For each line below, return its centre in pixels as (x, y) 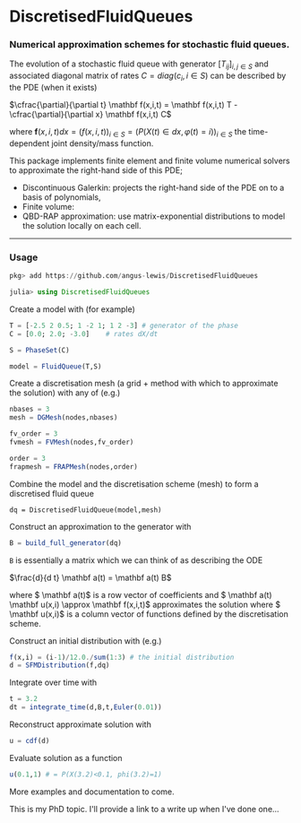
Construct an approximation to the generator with (100, 526)
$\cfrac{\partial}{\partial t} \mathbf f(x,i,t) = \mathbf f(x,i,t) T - (124, 105)
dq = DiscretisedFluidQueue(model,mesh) (86, 510)
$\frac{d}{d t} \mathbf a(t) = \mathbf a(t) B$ (90, 577)
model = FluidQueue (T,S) (56, 366)
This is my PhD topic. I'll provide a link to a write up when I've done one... (144, 809)
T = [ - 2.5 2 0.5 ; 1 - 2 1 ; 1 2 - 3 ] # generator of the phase (124, 325)
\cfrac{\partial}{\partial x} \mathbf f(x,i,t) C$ (90, 115)
